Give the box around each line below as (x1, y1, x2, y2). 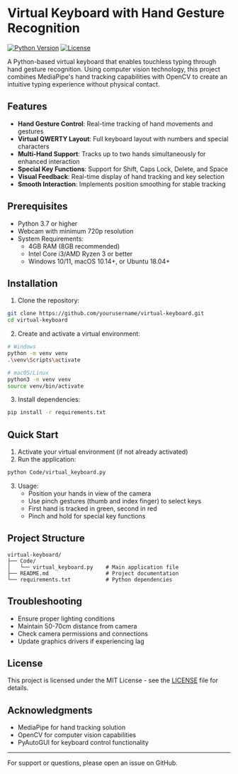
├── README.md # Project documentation (7, 569, 179, 577)
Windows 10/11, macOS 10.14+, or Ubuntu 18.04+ (28, 257, 170, 266)
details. (7, 684, 29, 692)
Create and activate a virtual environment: (17, 329, 140, 338)
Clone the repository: (17, 296, 80, 305)
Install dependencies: (17, 396, 81, 404)
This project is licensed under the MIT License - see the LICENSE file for (7, 676, 218, 685)
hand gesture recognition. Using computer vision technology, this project (7, 65, 221, 73)
